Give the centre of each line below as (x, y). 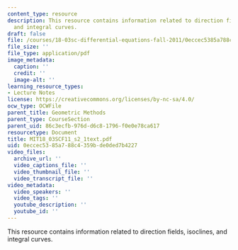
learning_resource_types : (45, 86)
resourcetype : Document (42, 132)
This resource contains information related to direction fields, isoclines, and (118, 232)
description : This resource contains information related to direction (115, 21)
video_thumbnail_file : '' (52, 172)
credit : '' (30, 73)
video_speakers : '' (42, 192)
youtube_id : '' (36, 212)
